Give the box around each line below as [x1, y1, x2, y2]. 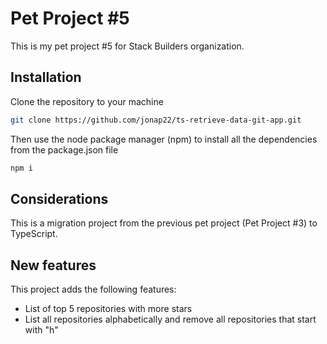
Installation [10, 69, 82, 86]
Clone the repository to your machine [10, 95, 164, 107]
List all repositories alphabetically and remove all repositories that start [24, 313, 317, 326]
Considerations [10, 190, 109, 207]
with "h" [24, 324, 59, 336]
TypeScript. [10, 228, 58, 240]
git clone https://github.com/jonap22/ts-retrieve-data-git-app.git [10, 115, 302, 125]
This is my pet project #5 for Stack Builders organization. [10, 40, 245, 52]
